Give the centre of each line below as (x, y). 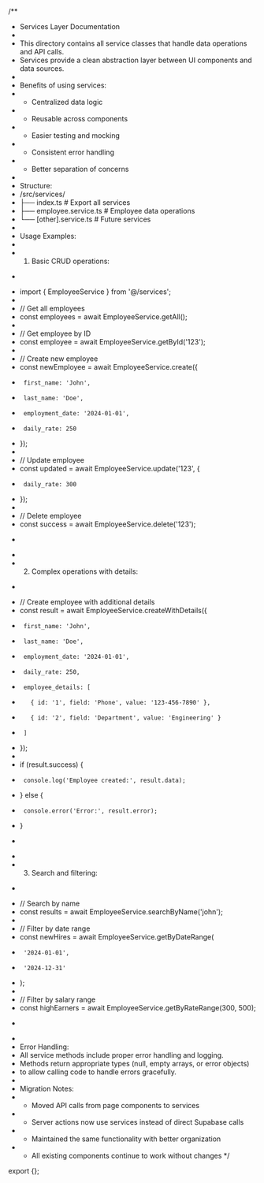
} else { (31, 795)
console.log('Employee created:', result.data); (105, 780)
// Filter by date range (55, 928)
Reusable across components (80, 119)
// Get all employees (52, 308)
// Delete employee (50, 516)
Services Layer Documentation (70, 26)
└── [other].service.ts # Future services (85, 219)
